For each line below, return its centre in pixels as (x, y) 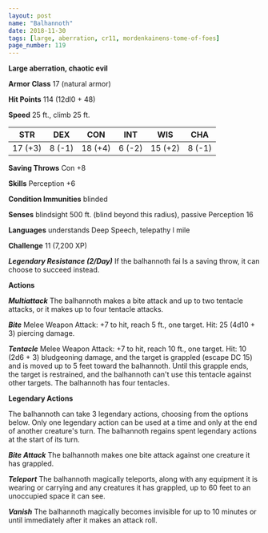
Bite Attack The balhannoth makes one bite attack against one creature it (129, 455)
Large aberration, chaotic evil (58, 68)
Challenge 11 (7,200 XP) (48, 246)
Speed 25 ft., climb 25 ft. (49, 115)
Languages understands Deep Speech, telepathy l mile (99, 230)
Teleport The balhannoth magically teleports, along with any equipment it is (133, 479)
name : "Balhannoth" (41, 23)
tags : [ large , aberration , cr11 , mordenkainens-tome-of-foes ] (114, 38)
